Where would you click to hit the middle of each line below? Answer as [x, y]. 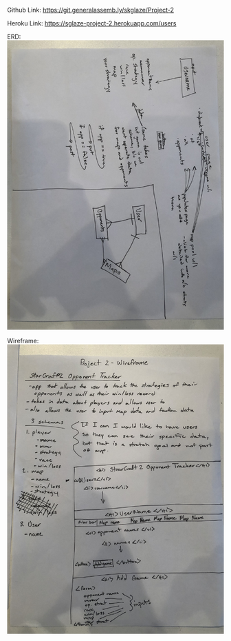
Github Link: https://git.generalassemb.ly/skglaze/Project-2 [90, 10]
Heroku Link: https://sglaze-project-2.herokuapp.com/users [92, 23]
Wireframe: [23, 341]
